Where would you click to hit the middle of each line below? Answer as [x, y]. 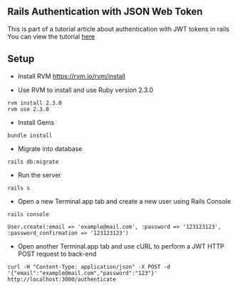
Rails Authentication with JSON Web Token [105, 12]
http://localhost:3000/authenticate [62, 279]
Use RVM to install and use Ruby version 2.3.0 [86, 90]
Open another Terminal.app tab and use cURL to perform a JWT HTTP [121, 246]
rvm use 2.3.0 [29, 109]
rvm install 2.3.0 [35, 103]
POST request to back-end [57, 254]
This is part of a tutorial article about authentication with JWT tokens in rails [119, 29]
